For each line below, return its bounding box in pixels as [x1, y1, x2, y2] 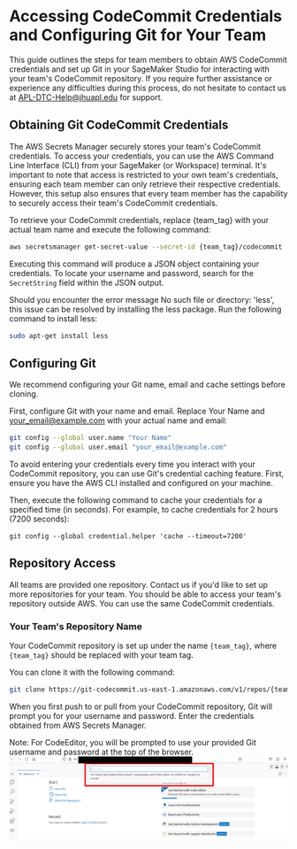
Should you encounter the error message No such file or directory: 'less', [9, 294, 275, 305]
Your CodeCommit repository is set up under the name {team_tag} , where [9, 640, 277, 652]
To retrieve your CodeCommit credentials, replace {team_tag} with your [9, 214, 270, 225]
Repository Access [9, 556, 117, 571]
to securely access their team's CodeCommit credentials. [9, 197, 218, 208]
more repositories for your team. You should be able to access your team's [9, 589, 281, 599]
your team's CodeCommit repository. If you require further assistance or [9, 73, 272, 83]
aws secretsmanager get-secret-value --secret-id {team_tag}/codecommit [9, 242, 283, 251]
